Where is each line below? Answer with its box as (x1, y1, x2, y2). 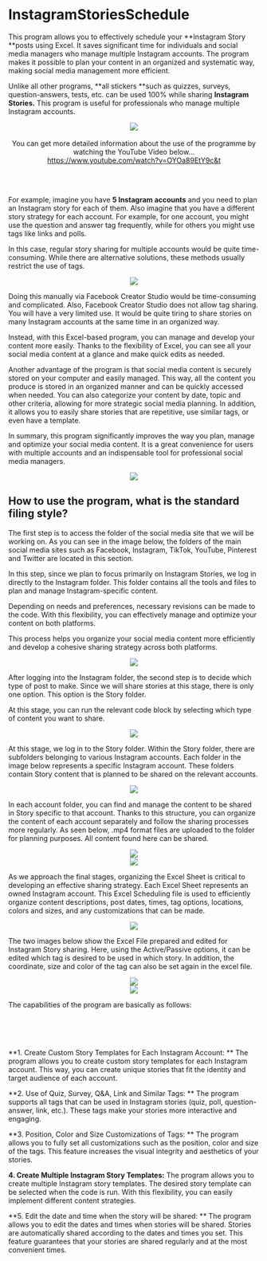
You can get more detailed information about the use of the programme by (11, 138, 257, 148)
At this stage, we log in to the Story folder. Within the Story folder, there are (8, 744, 255, 753)
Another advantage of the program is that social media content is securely (8, 364, 253, 374)
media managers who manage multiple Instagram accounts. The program (8, 49, 249, 58)
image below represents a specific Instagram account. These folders (8, 760, 234, 770)
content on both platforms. (8, 618, 96, 627)
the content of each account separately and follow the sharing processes (8, 816, 249, 826)
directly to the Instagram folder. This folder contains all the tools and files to (8, 577, 257, 587)
